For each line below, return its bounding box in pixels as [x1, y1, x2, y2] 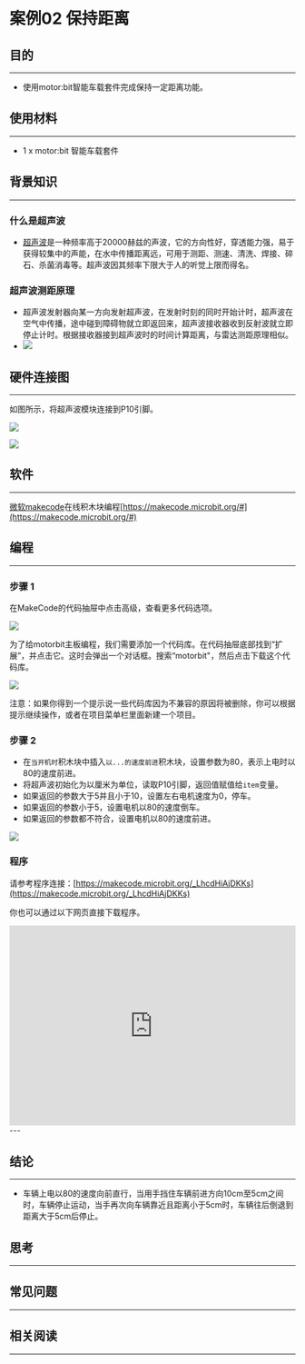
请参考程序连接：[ [9, 878, 77, 889]
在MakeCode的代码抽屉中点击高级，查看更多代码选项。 [9, 602, 218, 613]
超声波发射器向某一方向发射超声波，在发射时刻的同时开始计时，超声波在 [22, 306, 293, 318]
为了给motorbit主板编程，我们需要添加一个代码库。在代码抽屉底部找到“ [9, 638, 275, 650]
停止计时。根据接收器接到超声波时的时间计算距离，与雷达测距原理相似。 [22, 329, 293, 341]
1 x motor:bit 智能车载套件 [22, 144, 120, 155]
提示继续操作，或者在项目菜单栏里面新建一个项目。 [9, 709, 201, 720]
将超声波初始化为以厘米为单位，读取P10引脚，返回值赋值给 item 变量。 [22, 779, 283, 791]
